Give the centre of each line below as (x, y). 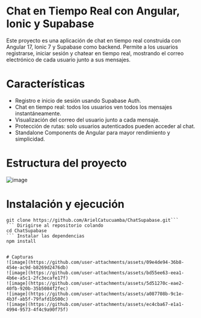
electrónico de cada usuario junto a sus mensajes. (69, 60)
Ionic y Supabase (50, 24)
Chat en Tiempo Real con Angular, (93, 11)
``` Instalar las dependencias (45, 236)
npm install (21, 241)
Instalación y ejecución (65, 204)
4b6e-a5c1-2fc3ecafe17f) (37, 278)
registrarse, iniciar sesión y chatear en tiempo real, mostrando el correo (95, 53)
